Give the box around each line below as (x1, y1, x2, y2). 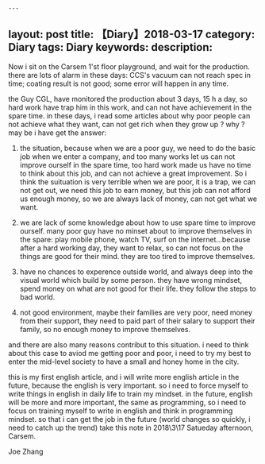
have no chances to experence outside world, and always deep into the (19, 267, 254, 276)
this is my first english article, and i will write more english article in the (8, 372, 240, 381)
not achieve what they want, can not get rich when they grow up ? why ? (8, 119, 245, 129)
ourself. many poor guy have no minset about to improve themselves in (19, 226, 252, 235)
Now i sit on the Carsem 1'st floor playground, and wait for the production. (8, 61, 250, 72)
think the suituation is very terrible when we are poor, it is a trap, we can (19, 176, 256, 187)
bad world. (19, 292, 56, 302)
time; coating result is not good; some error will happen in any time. (8, 79, 229, 88)
